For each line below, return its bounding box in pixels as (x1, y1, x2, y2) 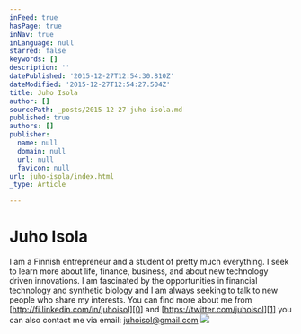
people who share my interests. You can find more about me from (9, 294, 252, 305)
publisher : (9, 130, 50, 139)
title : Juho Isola (9, 88, 78, 97)
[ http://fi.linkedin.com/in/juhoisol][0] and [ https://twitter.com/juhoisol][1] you (9, 304, 292, 315)
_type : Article (9, 180, 66, 189)
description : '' (9, 64, 70, 73)
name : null (17, 138, 58, 147)
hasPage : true (9, 22, 63, 31)
